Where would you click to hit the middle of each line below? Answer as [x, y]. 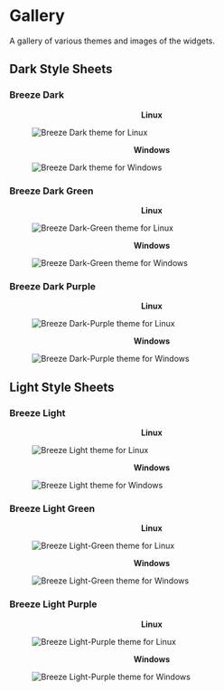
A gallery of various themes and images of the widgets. [112, 41]
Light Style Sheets [62, 387]
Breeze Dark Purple [53, 286]
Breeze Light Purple [53, 604]
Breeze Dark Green [51, 191]
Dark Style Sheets [61, 69]
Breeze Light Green [52, 508]
